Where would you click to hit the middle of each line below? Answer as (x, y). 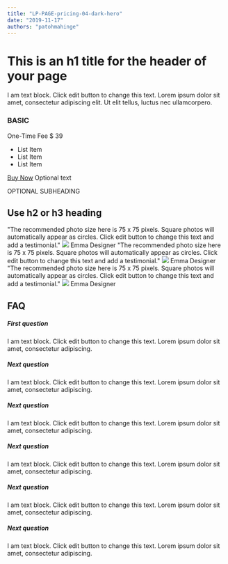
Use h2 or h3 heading (55, 213)
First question (28, 324)
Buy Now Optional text (39, 178)
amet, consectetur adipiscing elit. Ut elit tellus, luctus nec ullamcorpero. (110, 102)
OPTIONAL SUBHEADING (44, 191)
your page (37, 76)
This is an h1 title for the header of (107, 61)
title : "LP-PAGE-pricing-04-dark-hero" (65, 14)
